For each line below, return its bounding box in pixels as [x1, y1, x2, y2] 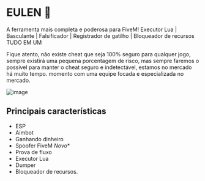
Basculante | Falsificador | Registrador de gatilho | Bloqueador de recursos [6, 32, 195, 39]
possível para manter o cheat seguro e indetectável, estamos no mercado [6, 64, 192, 71]
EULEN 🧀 [6, 6, 51, 20]
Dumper [15, 161, 36, 169]
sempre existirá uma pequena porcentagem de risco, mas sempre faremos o [6, 57, 199, 64]
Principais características [6, 106, 106, 117]
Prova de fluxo [15, 148, 52, 155]
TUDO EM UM [6, 39, 42, 46]
